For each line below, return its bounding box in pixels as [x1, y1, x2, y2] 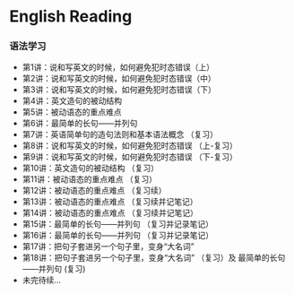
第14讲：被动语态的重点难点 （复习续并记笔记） [22, 208, 199, 219]
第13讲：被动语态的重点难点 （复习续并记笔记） [22, 196, 199, 207]
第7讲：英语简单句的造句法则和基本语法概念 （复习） [22, 129, 218, 140]
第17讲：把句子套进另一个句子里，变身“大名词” [22, 241, 195, 252]
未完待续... [22, 275, 61, 286]
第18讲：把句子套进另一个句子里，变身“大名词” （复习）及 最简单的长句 [22, 253, 286, 264]
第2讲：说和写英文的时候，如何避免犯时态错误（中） [22, 73, 217, 84]
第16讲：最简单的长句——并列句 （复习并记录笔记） [22, 230, 214, 241]
